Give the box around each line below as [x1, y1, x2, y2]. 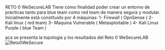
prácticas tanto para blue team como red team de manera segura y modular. [5, 9, 161, 15]
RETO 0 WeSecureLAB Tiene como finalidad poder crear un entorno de [5, 4, 150, 10]
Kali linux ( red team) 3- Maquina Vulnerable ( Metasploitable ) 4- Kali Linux [5, 20, 159, 25]
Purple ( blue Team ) [5, 25, 47, 31]
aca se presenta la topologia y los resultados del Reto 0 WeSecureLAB [5, 34, 149, 40]
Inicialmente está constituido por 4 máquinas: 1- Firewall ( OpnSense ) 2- [5, 15, 154, 20]
